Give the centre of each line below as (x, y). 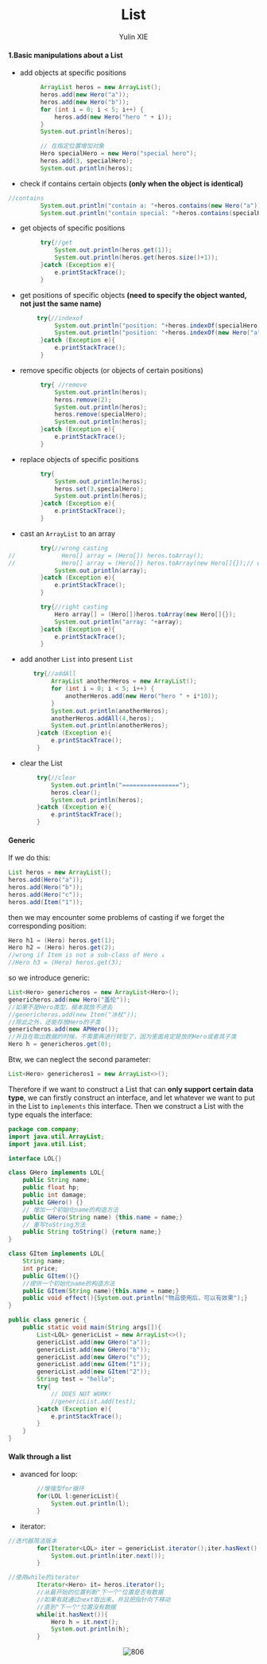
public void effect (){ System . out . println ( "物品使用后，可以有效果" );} (135, 1298)
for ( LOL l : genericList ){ (78, 1496)
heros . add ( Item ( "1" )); (46, 902)
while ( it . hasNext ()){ (73, 1615)
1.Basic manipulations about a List (66, 55)
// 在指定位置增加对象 (72, 146)
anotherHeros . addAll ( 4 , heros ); (103, 718)
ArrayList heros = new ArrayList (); (101, 88)
